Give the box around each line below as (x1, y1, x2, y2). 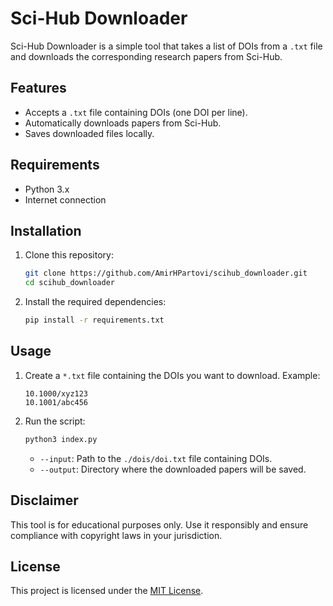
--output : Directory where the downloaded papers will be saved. (39, 463, 307, 475)
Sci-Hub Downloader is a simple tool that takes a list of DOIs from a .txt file (10, 40, 323, 52)
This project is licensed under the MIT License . (10, 585, 204, 597)
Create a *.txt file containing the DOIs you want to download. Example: (24, 369, 321, 381)
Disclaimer (10, 492, 79, 509)
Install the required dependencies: (24, 296, 167, 308)
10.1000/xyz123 (24, 388, 89, 399)
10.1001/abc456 (24, 397, 89, 407)
